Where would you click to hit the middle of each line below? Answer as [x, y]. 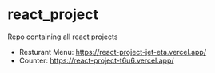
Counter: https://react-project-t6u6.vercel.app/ [96, 60]
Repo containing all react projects [63, 36]
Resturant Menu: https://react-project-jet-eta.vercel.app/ [113, 52]
